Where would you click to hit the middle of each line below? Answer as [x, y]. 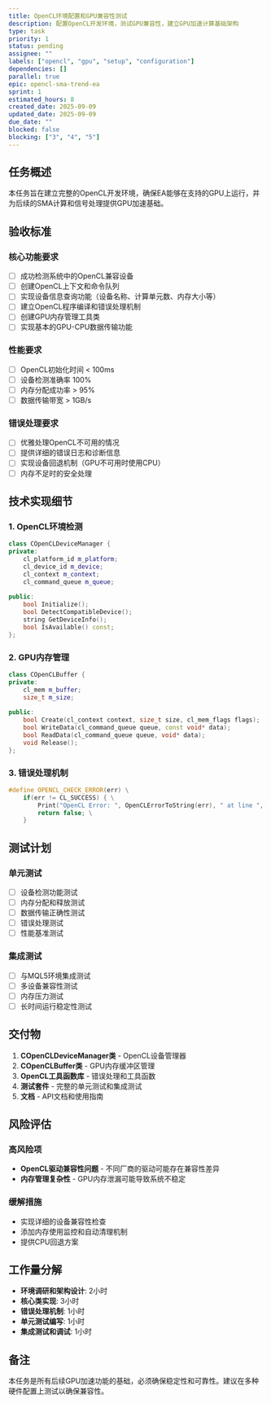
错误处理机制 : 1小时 [52, 1311]
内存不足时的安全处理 [56, 473]
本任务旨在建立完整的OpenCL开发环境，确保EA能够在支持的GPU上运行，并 [134, 193]
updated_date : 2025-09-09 [52, 115]
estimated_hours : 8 [42, 99]
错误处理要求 [34, 423]
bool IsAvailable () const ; [69, 627]
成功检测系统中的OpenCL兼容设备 [77, 276]
